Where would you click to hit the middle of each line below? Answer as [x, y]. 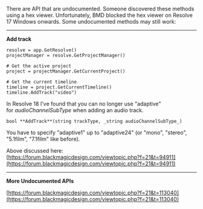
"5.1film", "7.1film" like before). [43, 139]
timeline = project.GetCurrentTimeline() [59, 87]
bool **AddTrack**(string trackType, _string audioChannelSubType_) [94, 121]
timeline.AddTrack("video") [42, 93]
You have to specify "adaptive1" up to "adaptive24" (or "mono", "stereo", [97, 132]
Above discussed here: [35, 151]
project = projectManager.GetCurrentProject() [66, 71]
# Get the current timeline [42, 82]
